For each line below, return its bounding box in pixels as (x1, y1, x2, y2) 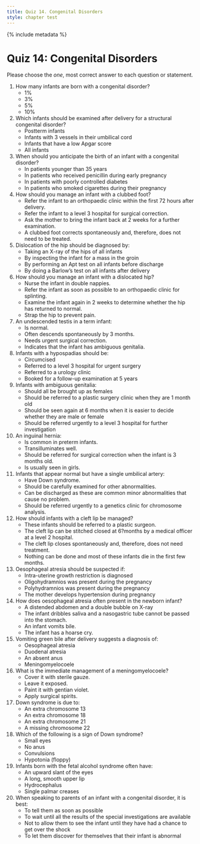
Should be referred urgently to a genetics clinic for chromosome (24, 502, 182, 509)
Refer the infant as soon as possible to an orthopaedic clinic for (24, 286, 180, 293)
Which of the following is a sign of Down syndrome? (15, 730, 143, 738)
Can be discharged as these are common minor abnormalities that (24, 490, 187, 497)
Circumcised (24, 356, 56, 363)
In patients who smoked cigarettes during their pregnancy (24, 185, 167, 192)
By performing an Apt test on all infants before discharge (24, 261, 164, 268)
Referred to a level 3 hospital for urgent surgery (24, 362, 142, 369)
